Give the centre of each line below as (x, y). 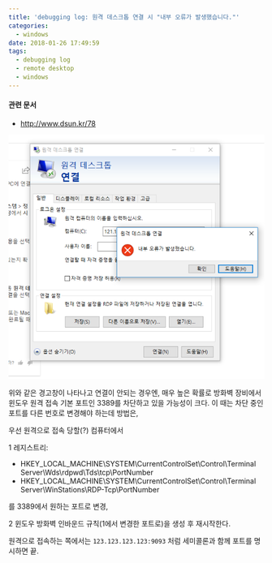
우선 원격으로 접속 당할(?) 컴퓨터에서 (66, 431)
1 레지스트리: (28, 448)
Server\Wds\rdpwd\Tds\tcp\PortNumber (87, 473)
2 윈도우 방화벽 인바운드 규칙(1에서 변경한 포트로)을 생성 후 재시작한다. (120, 524)
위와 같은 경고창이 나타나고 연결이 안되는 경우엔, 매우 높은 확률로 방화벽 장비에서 (135, 393)
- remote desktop (45, 69)
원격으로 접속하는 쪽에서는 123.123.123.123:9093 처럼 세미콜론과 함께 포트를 (130, 541)
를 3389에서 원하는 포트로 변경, (58, 506)
